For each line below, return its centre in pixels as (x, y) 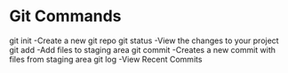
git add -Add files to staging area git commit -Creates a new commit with (143, 49)
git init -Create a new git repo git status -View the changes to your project (144, 40)
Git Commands (65, 16)
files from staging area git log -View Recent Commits (106, 59)
